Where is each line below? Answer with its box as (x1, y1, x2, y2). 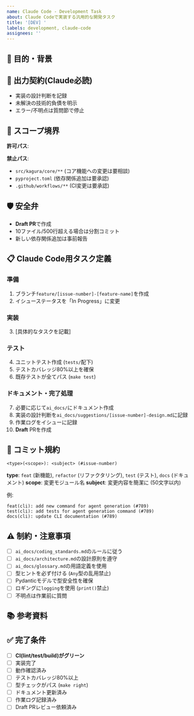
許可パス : (6, 142, 29, 150)
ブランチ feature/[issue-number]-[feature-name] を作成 (15, 290, 149, 297)
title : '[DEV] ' (6, 19, 46, 25)
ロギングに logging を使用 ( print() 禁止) (15, 584, 109, 591)
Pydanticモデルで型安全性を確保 (15, 577, 93, 584)
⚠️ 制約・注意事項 (6, 531, 71, 541)
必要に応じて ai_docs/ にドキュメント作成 (15, 404, 114, 411)
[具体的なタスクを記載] (15, 327, 71, 335)
